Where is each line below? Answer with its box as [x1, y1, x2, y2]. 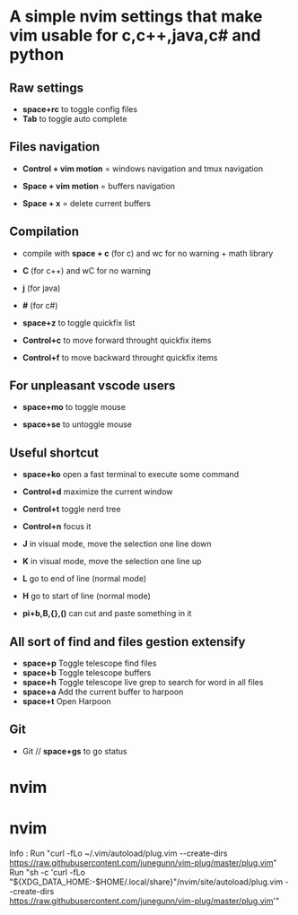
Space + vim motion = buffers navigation [22, 180, 176, 191]
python [9, 45, 65, 65]
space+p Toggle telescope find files [22, 658, 157, 669]
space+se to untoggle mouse [22, 419, 133, 430]
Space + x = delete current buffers [22, 197, 151, 208]
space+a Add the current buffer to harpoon [22, 686, 184, 697]
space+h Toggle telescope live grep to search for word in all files [22, 677, 264, 688]
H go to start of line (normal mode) [22, 590, 151, 602]
